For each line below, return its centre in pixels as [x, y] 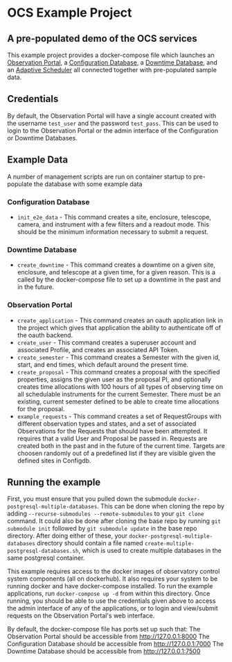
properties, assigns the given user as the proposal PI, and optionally [114, 379]
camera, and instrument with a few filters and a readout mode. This [113, 224]
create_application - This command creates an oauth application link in [120, 320]
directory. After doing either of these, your [68, 536]
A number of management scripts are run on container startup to [99, 176]
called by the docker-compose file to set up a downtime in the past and [119, 280]
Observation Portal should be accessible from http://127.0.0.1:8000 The [108, 636]
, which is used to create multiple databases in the [150, 551]
